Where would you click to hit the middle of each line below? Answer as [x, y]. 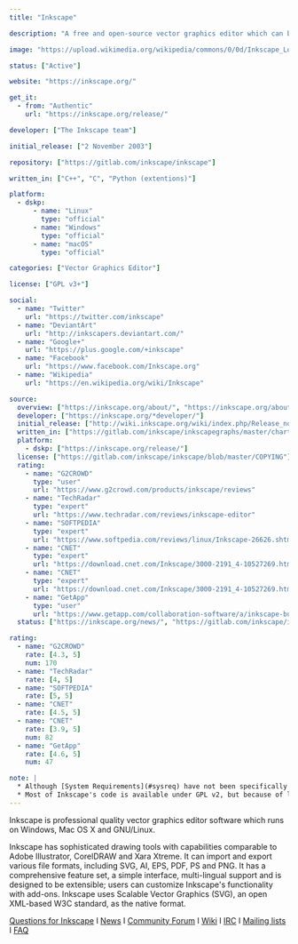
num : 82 [39, 737]
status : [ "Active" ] [45, 66]
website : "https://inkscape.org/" [73, 82]
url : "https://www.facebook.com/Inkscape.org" [113, 367]
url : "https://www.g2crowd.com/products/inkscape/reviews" [144, 490]
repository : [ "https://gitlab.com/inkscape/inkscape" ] [113, 162]
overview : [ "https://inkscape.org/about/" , [98, 407]
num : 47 [39, 762]
